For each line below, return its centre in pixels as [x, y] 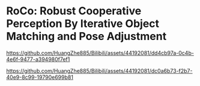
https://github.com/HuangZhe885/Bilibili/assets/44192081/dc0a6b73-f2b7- [99, 70]
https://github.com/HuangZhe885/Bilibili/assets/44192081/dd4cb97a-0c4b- [100, 53]
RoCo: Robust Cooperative [74, 11]
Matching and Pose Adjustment [86, 36]
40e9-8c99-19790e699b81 [40, 77]
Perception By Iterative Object [83, 24]
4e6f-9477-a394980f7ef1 [38, 59]
